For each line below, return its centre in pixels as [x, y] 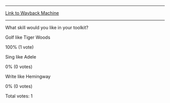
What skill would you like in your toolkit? [47, 28]
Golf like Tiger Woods [28, 37]
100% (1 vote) [19, 47]
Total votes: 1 [19, 96]
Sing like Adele [21, 57]
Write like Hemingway [28, 76]
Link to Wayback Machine [32, 13]
